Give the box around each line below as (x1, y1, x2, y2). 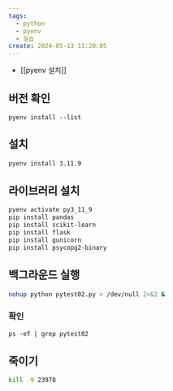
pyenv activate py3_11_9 (8, 206, 93, 214)
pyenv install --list (8, 113, 82, 122)
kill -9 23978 (8, 376, 57, 385)
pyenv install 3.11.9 (8, 159, 82, 167)
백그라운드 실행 (8, 269, 80, 282)
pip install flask (8, 229, 71, 237)
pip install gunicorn (8, 236, 82, 244)
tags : (8, 11, 27, 20)
